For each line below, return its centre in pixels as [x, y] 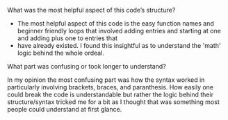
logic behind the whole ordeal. [60, 53]
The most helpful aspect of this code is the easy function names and [115, 23]
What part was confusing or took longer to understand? [87, 66]
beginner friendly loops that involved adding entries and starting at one [119, 31]
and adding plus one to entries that [67, 38]
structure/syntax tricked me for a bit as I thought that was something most [114, 102]
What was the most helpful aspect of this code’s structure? [91, 10]
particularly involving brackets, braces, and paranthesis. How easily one [111, 87]
